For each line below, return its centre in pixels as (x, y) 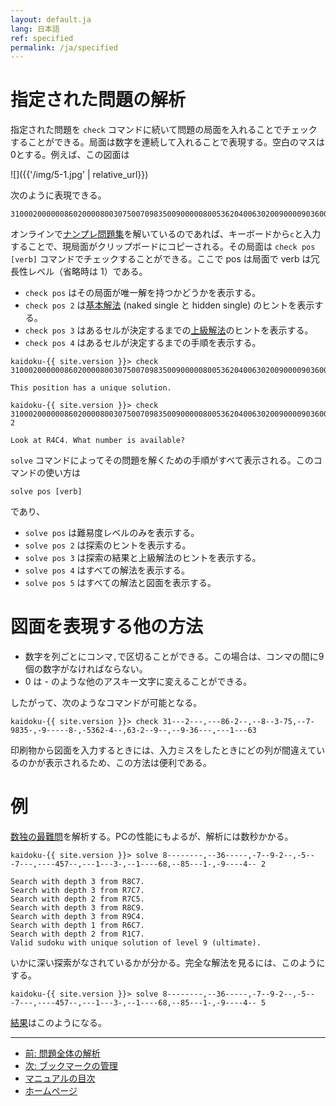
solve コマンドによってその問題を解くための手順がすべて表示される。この (162, 460)
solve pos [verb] (46, 492)
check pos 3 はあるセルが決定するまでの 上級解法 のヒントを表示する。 (169, 330)
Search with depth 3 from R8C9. (77, 908)
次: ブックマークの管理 (71, 1066)
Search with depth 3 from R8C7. (77, 882)
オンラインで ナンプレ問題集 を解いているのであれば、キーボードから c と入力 (166, 234)
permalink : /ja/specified (64, 47)
